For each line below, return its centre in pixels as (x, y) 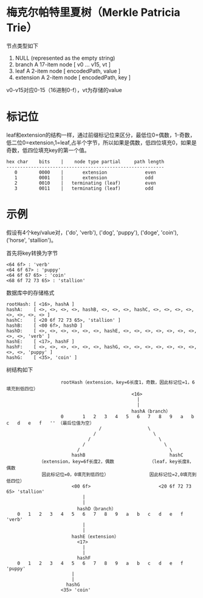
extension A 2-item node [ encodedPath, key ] (73, 77)
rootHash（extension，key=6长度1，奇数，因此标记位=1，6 (128, 382)
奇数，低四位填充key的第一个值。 (48, 150)
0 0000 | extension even (85, 172)
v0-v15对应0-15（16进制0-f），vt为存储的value (64, 90)
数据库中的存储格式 (30, 293)
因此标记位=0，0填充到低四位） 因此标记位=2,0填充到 (119, 474)
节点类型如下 (22, 46)
